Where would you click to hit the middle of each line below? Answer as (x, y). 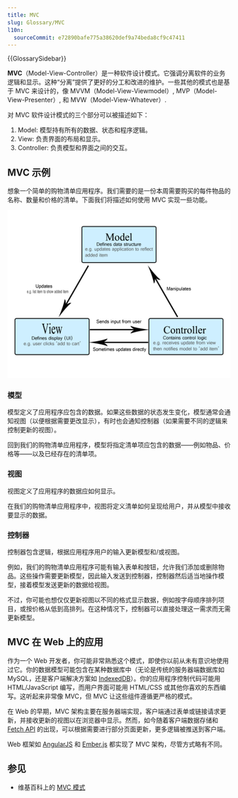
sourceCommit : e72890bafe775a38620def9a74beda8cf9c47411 (100, 38)
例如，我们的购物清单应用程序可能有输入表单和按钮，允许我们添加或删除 (113, 567)
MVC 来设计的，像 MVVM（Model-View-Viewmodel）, (95, 91)
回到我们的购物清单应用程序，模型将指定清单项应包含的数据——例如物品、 (116, 445)
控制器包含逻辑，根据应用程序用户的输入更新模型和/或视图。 (96, 551)
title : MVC (23, 15)
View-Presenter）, (34, 100)
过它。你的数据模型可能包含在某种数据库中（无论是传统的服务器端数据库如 (116, 669)
